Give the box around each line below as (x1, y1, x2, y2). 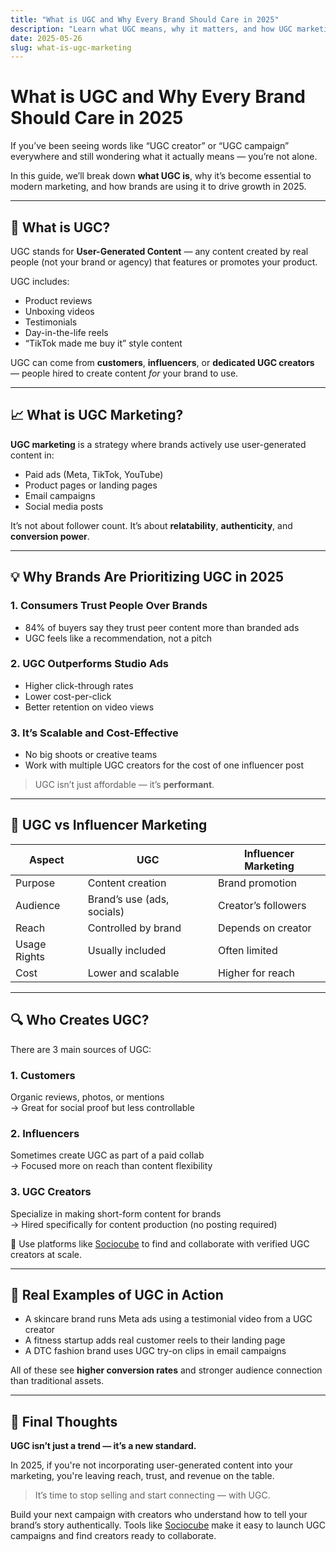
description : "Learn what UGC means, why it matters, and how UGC (10, 24, 293, 34)
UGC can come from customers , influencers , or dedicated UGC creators (10, 357, 315, 368)
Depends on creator (218, 921, 312, 935)
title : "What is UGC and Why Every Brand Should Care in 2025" (10, 14, 280, 25)
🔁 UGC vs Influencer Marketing (10, 817, 208, 834)
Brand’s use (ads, (87, 892, 170, 906)
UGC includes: (10, 276, 70, 287)
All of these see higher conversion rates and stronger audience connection (10, 1364, 323, 1376)
